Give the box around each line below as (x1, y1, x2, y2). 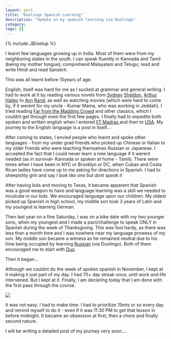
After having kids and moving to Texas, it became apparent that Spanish (5, 182, 157, 188)
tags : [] (5, 27, 24, 32)
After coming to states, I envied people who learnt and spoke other (5, 134, 146, 140)
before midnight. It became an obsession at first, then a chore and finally (5, 312, 158, 319)
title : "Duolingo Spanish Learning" (5, 12, 83, 17)
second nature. (5, 318, 37, 324)
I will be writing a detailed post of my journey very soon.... (5, 328, 127, 334)
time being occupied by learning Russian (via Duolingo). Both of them (5, 241, 152, 247)
